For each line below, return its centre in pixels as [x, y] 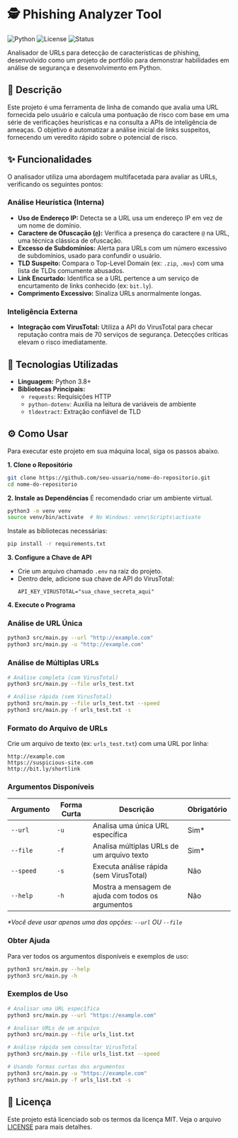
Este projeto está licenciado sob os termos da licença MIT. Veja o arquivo [114, 1119]
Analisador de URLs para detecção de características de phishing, [104, 52]
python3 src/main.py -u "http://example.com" [75, 645]
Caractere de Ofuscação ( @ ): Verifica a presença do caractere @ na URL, [124, 233]
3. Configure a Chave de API [50, 557]
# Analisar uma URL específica [53, 1008]
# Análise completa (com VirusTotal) [63, 677]
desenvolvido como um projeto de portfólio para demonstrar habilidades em [118, 60]
